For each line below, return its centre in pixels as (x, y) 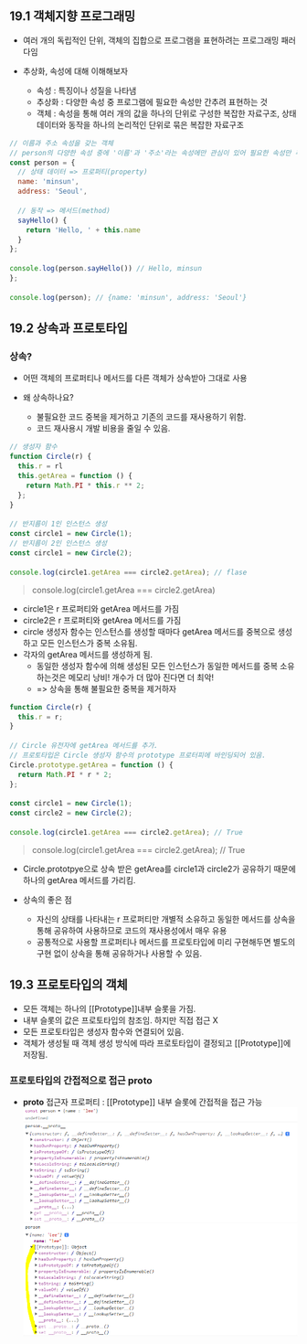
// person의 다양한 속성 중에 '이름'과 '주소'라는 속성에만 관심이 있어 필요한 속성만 (150, 153)
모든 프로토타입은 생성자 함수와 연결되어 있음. (103, 1031)
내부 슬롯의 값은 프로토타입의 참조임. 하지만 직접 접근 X (121, 1020)
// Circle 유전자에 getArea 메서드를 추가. (84, 746)
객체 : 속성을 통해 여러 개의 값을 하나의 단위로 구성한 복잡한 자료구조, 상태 (166, 113)
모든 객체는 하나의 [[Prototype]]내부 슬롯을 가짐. (109, 1008)
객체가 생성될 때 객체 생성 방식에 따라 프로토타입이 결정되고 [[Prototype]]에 (157, 1043)
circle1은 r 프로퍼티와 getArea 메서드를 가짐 (101, 608)
